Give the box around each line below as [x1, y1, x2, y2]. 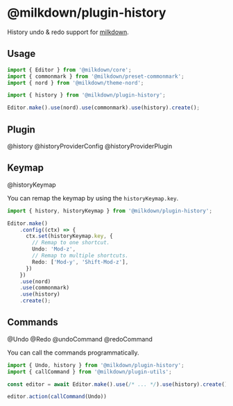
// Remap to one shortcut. [32, 239, 110, 246]
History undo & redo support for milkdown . [7, 28, 130, 36]
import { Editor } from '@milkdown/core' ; [7, 66, 132, 74]
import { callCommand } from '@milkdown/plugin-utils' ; [7, 368, 172, 375]
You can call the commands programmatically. [7, 348, 140, 357]
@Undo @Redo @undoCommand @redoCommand [7, 335, 153, 343]
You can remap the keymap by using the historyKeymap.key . [7, 194, 179, 202]
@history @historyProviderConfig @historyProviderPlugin [7, 142, 173, 150]
